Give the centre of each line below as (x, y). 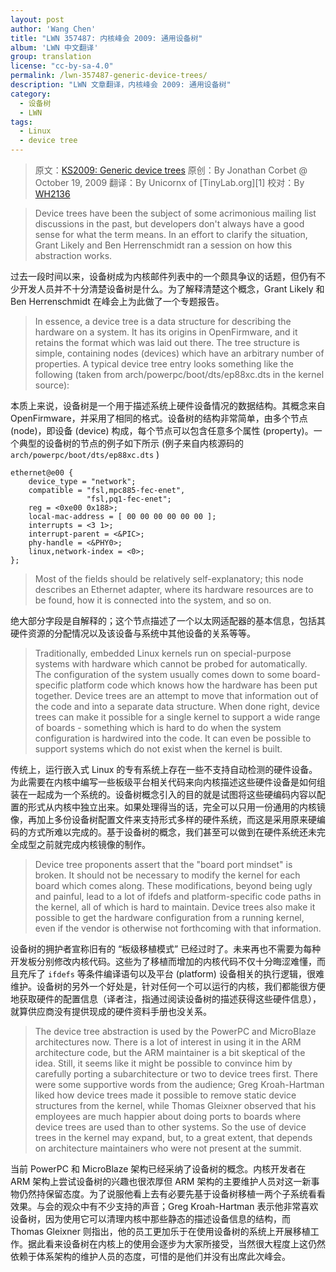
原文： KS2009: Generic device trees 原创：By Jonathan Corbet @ (171, 170)
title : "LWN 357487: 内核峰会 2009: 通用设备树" (106, 38)
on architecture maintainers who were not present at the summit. (168, 1148)
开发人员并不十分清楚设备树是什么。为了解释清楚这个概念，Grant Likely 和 (171, 289)
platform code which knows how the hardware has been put (193, 685)
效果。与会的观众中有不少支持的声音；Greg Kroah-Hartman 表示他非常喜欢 (164, 1206)
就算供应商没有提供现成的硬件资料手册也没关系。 (111, 1011)
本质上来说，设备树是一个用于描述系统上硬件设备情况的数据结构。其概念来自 (168, 405)
